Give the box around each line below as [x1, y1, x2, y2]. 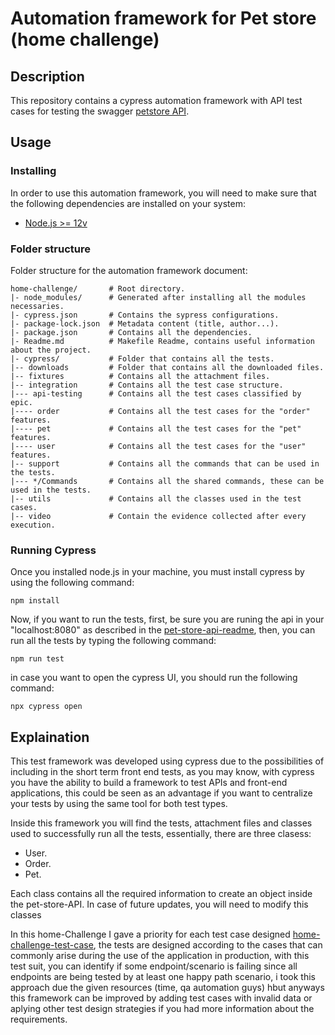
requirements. [10, 1013, 68, 1026]
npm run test [10, 654, 65, 664]
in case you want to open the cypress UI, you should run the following [10, 672, 298, 684]
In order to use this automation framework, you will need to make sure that [10, 187, 317, 199]
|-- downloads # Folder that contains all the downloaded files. [10, 362, 325, 372]
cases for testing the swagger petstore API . [10, 105, 190, 117]
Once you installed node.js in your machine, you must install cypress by [10, 566, 305, 578]
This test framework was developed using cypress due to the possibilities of [10, 755, 325, 767]
